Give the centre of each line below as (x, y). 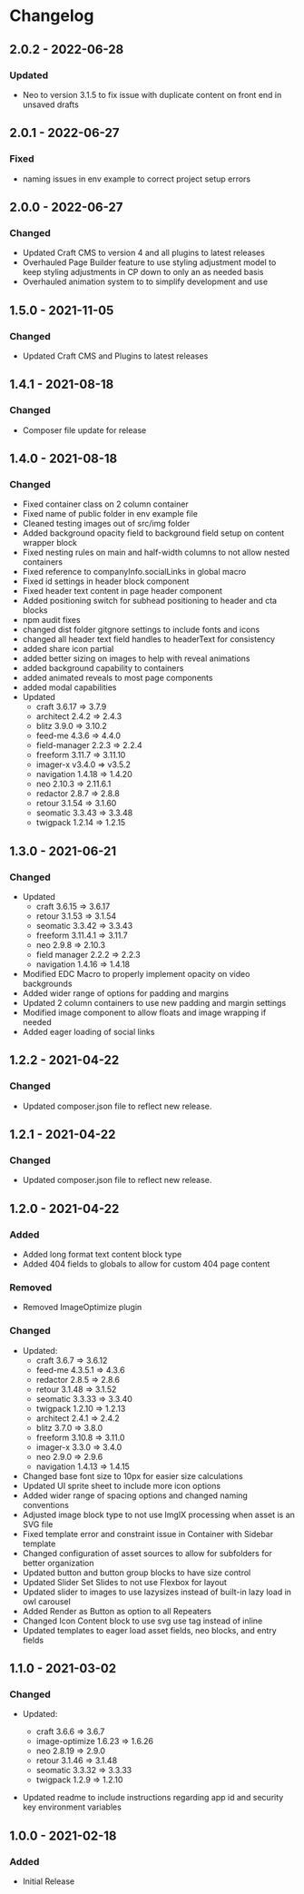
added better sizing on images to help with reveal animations (136, 658)
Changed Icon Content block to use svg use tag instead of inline (142, 1621)
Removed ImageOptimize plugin (82, 1307)
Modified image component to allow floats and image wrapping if (144, 1012)
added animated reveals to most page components (118, 678)
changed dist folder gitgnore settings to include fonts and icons (141, 630)
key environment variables (72, 1807)
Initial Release (49, 1881)
